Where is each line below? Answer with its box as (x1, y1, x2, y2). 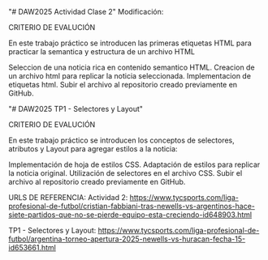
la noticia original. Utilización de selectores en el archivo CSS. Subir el (8, 168, 243, 177)
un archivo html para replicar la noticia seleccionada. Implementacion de (8, 71, 252, 80)
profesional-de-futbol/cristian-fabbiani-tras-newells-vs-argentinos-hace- (8, 202, 256, 211)
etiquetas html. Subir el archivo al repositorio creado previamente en (8, 80, 238, 89)
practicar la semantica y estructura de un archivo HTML (8, 47, 195, 56)
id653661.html (8, 243, 57, 252)
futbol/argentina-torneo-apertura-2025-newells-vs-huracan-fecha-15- (8, 234, 246, 244)
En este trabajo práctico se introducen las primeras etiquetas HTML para (8, 38, 252, 48)
